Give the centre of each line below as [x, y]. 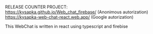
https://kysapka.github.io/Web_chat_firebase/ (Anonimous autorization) [77, 12]
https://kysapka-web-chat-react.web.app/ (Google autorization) [69, 17]
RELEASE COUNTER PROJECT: [36, 7]
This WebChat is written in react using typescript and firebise [67, 26]
